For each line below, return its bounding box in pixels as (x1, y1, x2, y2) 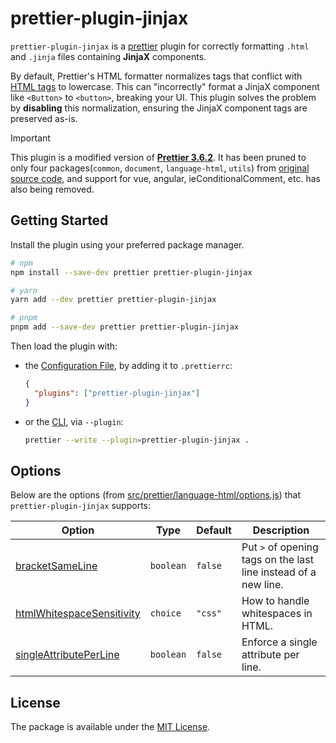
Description (252, 523, 310, 537)
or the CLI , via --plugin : (24, 415, 124, 427)
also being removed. (10, 183, 95, 195)
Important (10, 132, 51, 144)
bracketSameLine (15, 559, 98, 573)
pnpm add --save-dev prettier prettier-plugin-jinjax (10, 322, 240, 332)
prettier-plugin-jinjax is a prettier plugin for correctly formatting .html (10, 40, 310, 52)
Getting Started (10, 212, 109, 229)
